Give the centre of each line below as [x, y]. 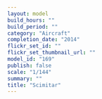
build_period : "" [33, 26]
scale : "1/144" [30, 72]
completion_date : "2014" [44, 40]
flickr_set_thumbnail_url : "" [52, 53]
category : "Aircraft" [39, 33]
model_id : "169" [31, 59]
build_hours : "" [31, 20]
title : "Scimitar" [34, 85]
